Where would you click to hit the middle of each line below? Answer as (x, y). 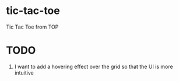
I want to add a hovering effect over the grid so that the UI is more (94, 66)
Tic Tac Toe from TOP (32, 27)
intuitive (24, 73)
